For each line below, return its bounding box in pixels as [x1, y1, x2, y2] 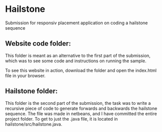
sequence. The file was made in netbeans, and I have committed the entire [5, 110, 157, 117]
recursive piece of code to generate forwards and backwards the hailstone [5, 105, 158, 111]
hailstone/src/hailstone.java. [5, 121, 63, 127]
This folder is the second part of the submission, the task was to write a [5, 100, 151, 106]
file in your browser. [5, 73, 46, 79]
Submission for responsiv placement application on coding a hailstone [5, 20, 148, 26]
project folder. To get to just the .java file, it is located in [5, 116, 118, 122]
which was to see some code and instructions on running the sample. [5, 58, 147, 64]
